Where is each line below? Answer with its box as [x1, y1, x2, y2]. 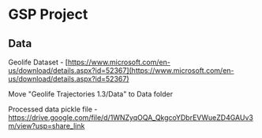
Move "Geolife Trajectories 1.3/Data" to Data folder [8, 89, 174, 99]
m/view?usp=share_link [8, 122, 85, 130]
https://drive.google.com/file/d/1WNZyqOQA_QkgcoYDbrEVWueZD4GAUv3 [8, 113, 254, 122]
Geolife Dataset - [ [8, 57, 69, 67]
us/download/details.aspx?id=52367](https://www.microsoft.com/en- [8, 66, 234, 75]
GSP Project [8, 5, 88, 24]
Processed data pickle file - [8, 104, 98, 114]
